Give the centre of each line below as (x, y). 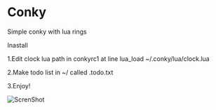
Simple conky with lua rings (47, 32)
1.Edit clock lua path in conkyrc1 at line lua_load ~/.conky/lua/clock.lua (108, 59)
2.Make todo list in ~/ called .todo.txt (60, 72)
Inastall (18, 45)
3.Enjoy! (19, 85)
